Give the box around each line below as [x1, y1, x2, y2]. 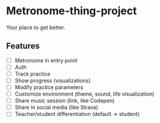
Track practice [14, 70, 51, 77]
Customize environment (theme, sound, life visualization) [14, 90, 155, 97]
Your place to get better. [6, 24, 65, 31]
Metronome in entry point [14, 56, 77, 64]
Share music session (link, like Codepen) [14, 97, 115, 105]
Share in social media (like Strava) [14, 104, 98, 111]
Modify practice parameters [14, 84, 83, 90]
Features [6, 41, 40, 51]
